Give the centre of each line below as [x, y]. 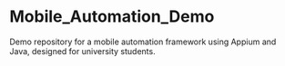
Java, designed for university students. [83, 51]
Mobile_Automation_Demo [112, 17]
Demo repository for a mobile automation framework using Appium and [143, 42]
